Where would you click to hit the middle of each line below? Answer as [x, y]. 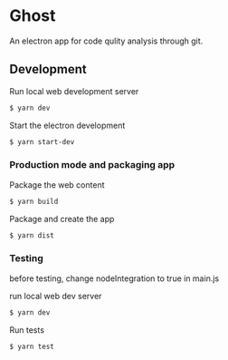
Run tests [27, 330]
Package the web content [57, 185]
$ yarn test [32, 346]
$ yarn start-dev [42, 141]
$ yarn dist [32, 235]
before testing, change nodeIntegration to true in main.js [114, 278]
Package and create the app [62, 219]
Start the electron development [67, 125]
